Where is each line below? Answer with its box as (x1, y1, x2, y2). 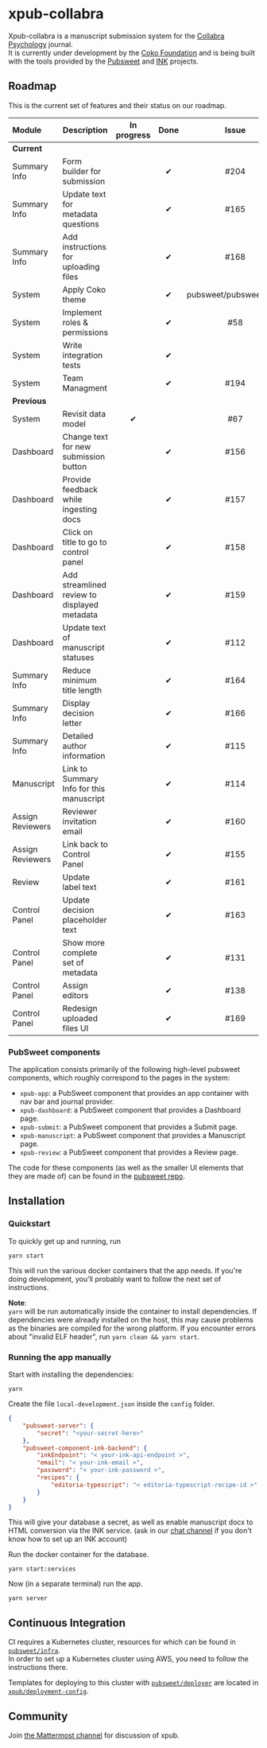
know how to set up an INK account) (8, 1534, 128, 1544)
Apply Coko (62, 284, 106, 295)
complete (62, 947, 98, 958)
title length (62, 685, 103, 696)
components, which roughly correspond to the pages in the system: (8, 1073, 230, 1082)
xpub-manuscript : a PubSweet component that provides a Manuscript (19, 1131, 246, 1140)
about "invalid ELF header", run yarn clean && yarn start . (8, 1331, 200, 1341)
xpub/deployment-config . (8, 1687, 89, 1696)
